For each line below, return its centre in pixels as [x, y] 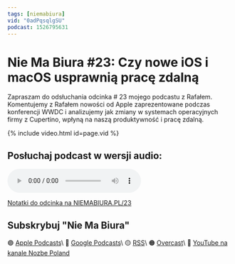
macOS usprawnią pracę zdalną [103, 77]
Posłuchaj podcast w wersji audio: [85, 156]
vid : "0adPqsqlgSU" [36, 21]
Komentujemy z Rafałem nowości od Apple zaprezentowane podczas [109, 104]
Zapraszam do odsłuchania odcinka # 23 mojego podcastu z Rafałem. [110, 97]
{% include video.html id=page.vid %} [63, 133]
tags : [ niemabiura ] [36, 14]
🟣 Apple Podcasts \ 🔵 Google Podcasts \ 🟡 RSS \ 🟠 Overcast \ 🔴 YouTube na [117, 243]
